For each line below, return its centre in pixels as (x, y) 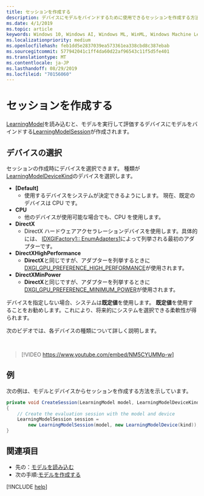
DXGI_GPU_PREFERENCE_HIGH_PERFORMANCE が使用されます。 (106, 268)
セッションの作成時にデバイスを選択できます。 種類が (73, 168)
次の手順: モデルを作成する (48, 474)
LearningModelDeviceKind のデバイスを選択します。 (71, 176)
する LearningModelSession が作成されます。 (77, 132)
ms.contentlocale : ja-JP (38, 63)
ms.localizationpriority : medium (49, 40)
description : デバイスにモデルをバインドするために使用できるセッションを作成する (98, 18)
